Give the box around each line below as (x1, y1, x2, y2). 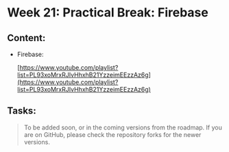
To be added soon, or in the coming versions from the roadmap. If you (23, 123, 223, 131)
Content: (7, 32, 46, 44)
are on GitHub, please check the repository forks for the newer (23, 130, 202, 138)
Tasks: (7, 105, 36, 117)
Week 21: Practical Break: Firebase (7, 5, 209, 21)
